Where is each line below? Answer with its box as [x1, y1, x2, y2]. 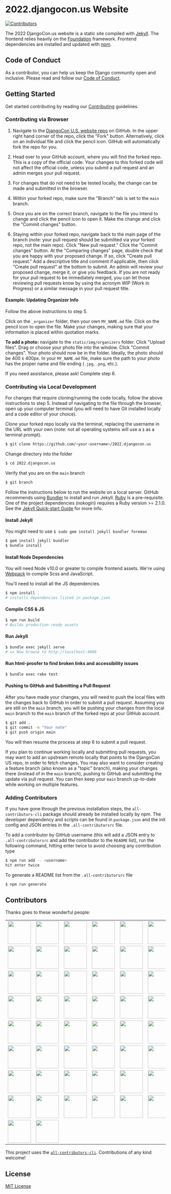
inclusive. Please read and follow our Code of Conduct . [5, 75, 121, 81]
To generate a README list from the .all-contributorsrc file [5, 872, 133, 878]
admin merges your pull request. [12, 170, 81, 176]
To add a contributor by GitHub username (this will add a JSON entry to [5, 832, 155, 837]
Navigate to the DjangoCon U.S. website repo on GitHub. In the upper [12, 128, 158, 134]
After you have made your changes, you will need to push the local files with [5, 694, 165, 700]
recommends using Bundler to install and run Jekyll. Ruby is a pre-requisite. [5, 494, 164, 500]
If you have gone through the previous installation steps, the [5, 806, 131, 811]
